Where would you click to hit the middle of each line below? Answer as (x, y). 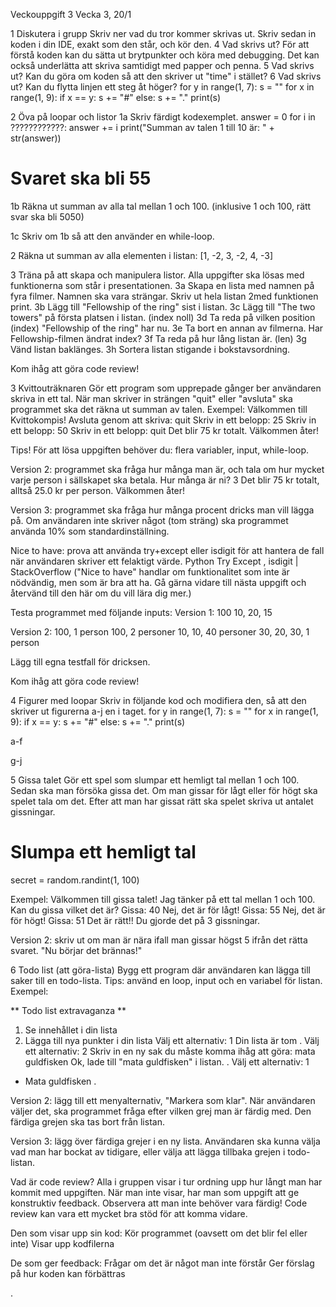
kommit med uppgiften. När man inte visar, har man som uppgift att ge (155, 1192)
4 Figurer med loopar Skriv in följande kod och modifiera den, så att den (158, 700)
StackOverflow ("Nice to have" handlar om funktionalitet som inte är (150, 571)
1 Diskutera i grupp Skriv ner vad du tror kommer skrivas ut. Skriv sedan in (163, 33)
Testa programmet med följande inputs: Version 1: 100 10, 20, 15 (141, 612)
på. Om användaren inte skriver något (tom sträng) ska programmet (149, 520)
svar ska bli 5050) (47, 216)
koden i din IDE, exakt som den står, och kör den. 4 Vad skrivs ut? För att (160, 44)
